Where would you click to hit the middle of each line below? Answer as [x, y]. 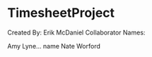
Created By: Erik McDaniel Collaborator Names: [76, 32]
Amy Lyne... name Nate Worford [54, 46]
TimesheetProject [61, 13]
